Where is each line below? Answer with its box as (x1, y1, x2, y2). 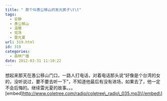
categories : (5, 49, 30, 54)
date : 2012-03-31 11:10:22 (5, 58, 61, 63)
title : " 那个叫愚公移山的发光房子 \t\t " (5, 7, 81, 12)
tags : (5, 12, 16, 17)
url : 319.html (5, 40, 35, 45)
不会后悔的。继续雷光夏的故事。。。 (5, 85, 75, 91)
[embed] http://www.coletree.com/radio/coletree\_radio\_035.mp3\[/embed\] (5, 91, 162, 97)
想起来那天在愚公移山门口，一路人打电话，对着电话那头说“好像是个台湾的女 (5, 73, 161, 79)
